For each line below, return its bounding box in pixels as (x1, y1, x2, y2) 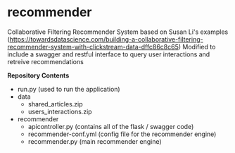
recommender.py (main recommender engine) (27, 137, 162, 145)
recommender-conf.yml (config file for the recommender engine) (27, 130, 217, 138)
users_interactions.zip (27, 107, 93, 116)
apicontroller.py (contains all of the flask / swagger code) (27, 122, 194, 130)
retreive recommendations (7, 57, 84, 66)
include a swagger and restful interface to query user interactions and (7, 50, 210, 59)
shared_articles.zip (27, 99, 83, 108)
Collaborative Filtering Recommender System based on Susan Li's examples (7, 27, 229, 36)
